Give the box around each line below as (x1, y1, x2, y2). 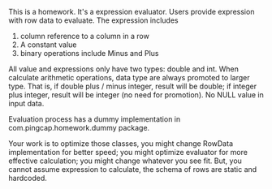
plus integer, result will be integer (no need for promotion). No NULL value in (8, 90, 264, 100)
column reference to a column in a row (19, 32, 150, 41)
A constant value (19, 40, 77, 49)
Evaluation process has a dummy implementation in (8, 114, 181, 124)
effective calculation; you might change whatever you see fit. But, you (8, 156, 242, 165)
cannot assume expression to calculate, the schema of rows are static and (8, 165, 257, 174)
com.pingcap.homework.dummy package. (8, 123, 150, 132)
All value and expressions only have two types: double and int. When (8, 64, 240, 74)
